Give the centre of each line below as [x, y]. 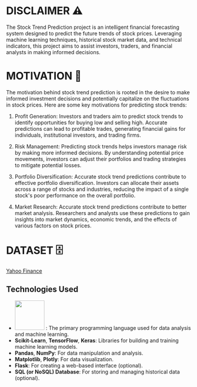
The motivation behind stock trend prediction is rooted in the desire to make [98, 92]
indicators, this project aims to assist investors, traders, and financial [89, 46]
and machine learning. [42, 334]
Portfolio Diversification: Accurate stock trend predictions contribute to [100, 176]
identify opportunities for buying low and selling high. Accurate [91, 123]
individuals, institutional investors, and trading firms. [78, 135]
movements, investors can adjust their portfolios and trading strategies [100, 159]
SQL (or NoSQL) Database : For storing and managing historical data [97, 372]
